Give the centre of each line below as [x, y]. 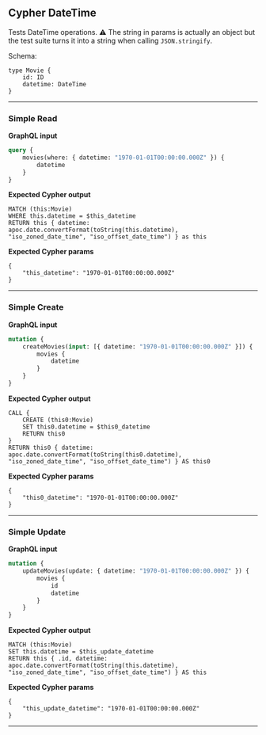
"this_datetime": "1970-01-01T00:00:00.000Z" [99, 273]
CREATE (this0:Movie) [58, 420]
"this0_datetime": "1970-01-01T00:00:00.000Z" [101, 497]
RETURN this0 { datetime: [51, 447]
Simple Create [36, 307]
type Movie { [30, 70]
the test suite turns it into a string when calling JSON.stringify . [110, 40]
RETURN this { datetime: [49, 223]
